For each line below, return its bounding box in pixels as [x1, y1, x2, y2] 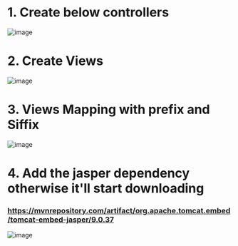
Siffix [7, 117, 40, 133]
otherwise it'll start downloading [7, 180, 205, 196]
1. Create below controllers [7, 4, 170, 21]
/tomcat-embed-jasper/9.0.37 [7, 215, 114, 225]
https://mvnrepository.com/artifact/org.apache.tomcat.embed [7, 205, 231, 215]
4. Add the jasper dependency [7, 165, 190, 181]
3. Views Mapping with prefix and [7, 101, 210, 118]
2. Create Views [7, 53, 103, 69]
